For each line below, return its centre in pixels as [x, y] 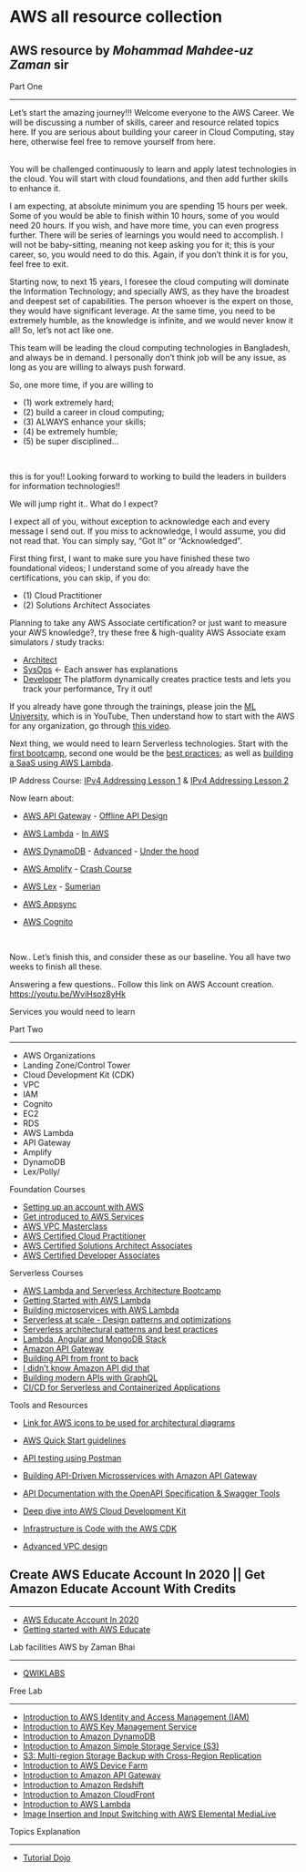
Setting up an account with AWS [83, 1207]
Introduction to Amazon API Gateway [92, 1775]
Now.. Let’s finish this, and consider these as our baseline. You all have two [150, 957]
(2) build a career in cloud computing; [93, 412]
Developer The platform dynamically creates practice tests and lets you [157, 679]
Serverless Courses [46, 1273]
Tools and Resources [49, 1405]
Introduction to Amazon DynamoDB [89, 1736]
